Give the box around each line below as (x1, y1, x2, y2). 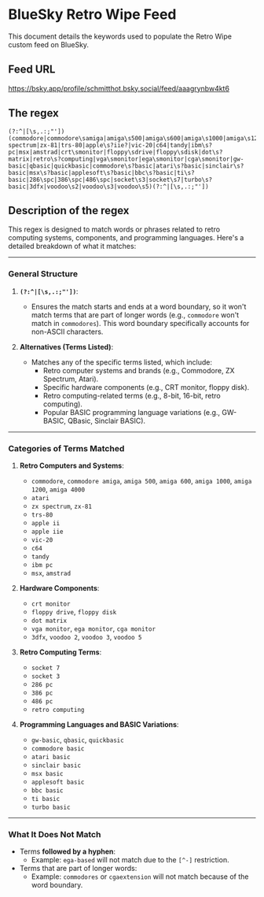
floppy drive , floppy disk (31, 606, 117, 616)
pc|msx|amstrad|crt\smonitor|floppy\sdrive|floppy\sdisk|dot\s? (8, 148, 223, 156)
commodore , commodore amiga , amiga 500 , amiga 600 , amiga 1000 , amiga (31, 476, 252, 485)
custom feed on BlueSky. (8, 39, 89, 49)
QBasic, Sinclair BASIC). (68, 416, 146, 425)
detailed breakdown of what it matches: (8, 242, 137, 251)
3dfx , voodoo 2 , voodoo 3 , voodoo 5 (31, 632, 143, 641)
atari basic (31, 753, 71, 761)
